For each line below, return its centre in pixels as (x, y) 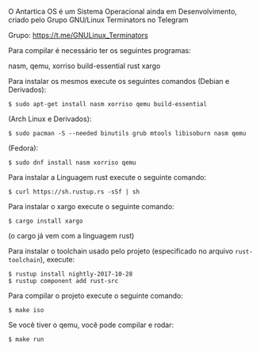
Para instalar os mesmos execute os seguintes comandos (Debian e (119, 81)
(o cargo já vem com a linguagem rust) (71, 236)
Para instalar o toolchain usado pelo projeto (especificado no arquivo (121, 251)
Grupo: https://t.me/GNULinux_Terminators (78, 35)
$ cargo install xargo (46, 221)
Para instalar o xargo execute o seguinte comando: (91, 206)
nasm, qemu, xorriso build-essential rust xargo (84, 66)
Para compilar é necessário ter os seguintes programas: (100, 50)
